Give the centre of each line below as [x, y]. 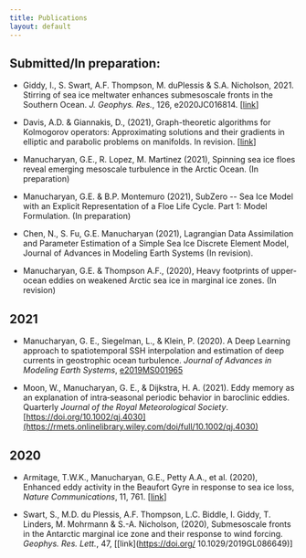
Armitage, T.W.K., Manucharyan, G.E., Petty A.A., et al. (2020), [140, 477]
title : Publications [49, 18]
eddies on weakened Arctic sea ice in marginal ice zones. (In [163, 280]
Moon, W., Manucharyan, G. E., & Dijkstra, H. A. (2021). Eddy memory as [158, 388]
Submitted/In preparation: [85, 63]
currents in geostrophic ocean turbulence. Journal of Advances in [147, 361]
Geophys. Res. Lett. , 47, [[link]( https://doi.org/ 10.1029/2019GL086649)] [158, 543]
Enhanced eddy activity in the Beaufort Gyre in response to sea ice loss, [158, 487]
